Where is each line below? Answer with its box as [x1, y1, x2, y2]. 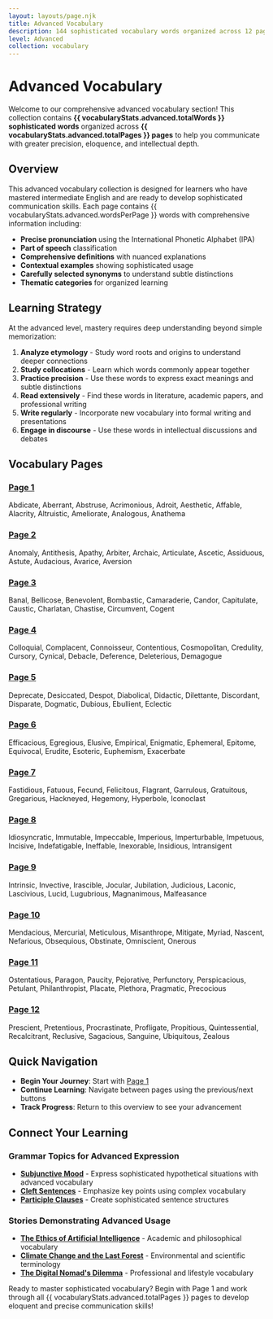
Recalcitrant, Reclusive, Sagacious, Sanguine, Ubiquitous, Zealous [8, 1031, 230, 1041]
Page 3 [8, 576, 37, 588]
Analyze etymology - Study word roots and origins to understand [19, 347, 241, 357]
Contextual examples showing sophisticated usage [19, 260, 193, 269]
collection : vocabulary [8, 42, 89, 50]
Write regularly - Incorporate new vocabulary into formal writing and [19, 408, 252, 418]
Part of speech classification [19, 243, 118, 252]
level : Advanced [8, 34, 63, 43]
